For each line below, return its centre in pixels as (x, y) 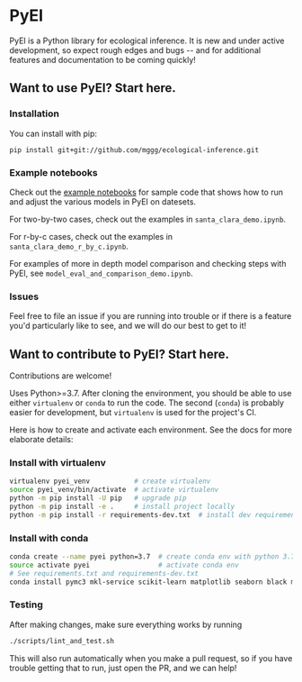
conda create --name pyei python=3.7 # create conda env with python (144, 557)
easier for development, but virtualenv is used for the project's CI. (133, 413)
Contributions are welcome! (61, 376)
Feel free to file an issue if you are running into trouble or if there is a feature (151, 316)
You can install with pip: (53, 133)
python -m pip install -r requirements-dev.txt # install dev (130, 514)
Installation (35, 114)
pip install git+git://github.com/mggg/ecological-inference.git (134, 150)
